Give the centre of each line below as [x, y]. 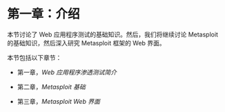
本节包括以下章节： [35, 57]
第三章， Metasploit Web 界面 [58, 101]
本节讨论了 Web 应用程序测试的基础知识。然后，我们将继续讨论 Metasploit [113, 34]
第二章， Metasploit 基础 [51, 87]
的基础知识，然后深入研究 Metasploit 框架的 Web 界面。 [86, 43]
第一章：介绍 [44, 14]
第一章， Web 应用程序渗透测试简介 [67, 72]
